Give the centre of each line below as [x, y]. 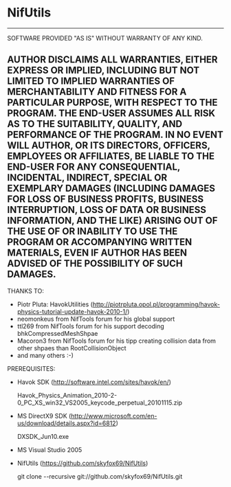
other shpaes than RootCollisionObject [71, 348]
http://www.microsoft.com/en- [114, 416]
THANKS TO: [26, 291]
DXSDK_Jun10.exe [43, 436]
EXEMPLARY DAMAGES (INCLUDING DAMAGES [111, 189]
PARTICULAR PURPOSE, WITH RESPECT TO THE [112, 103]
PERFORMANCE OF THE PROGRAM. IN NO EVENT [115, 135]
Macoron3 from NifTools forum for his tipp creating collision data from [117, 341]
